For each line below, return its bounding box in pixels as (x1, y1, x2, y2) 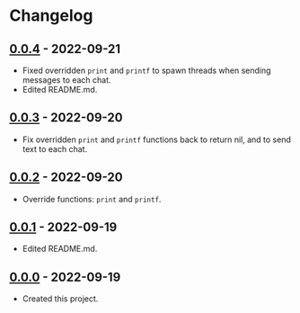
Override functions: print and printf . (22, 193, 162, 204)
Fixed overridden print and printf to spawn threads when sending (22, 65, 271, 76)
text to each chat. (22, 143, 88, 154)
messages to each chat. (22, 75, 111, 85)
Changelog (9, 5, 93, 26)
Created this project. (22, 293, 99, 304)
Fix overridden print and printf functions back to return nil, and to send (22, 134, 292, 145)
